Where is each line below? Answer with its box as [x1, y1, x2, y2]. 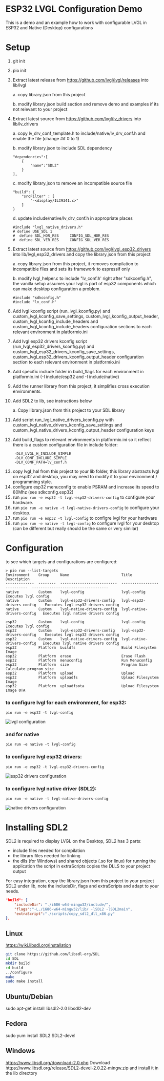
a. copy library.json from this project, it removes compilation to [12, 260, 139, 267]
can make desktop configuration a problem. [12, 286, 101, 292]
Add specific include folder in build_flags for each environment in [12, 368, 144, 374]
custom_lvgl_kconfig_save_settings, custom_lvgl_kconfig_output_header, [12, 313, 159, 319]
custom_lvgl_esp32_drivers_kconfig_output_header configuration [12, 354, 144, 360]
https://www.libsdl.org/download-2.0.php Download [5, 1060, 110, 1065]
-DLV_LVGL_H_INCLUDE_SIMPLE [14, 451, 71, 456]
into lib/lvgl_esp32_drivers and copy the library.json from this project [12, 251, 151, 257]
